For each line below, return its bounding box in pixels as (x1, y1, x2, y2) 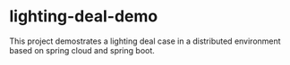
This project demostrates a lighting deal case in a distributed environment (9, 36, 281, 46)
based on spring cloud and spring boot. (9, 45, 155, 55)
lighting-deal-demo (9, 6, 158, 27)
